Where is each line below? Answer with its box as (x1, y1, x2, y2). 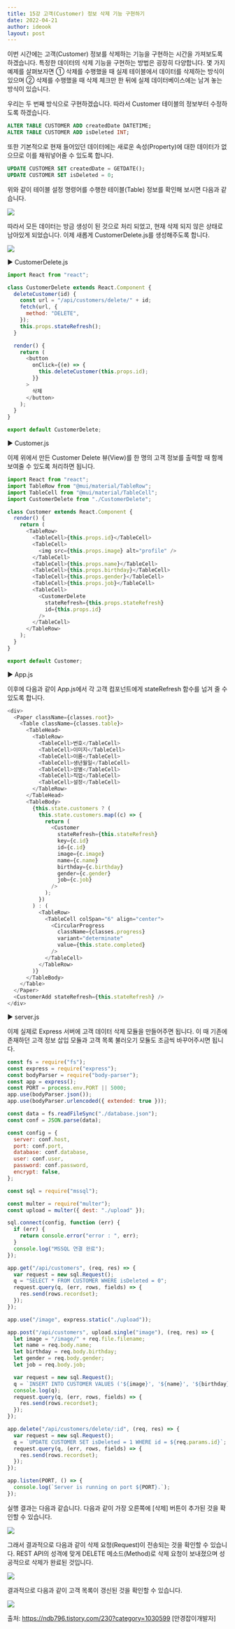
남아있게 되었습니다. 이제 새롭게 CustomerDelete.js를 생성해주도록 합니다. (7, 230, 210, 239)
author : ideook (7, 23, 52, 30)
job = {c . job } (57, 876, 92, 884)
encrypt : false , (13, 1169, 61, 1176)
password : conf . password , (13, 1162, 90, 1169)
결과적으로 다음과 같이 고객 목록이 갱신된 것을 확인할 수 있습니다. (7, 1586, 183, 1594)
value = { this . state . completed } (57, 942, 145, 949)
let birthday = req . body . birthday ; (13, 1348, 117, 1355)
